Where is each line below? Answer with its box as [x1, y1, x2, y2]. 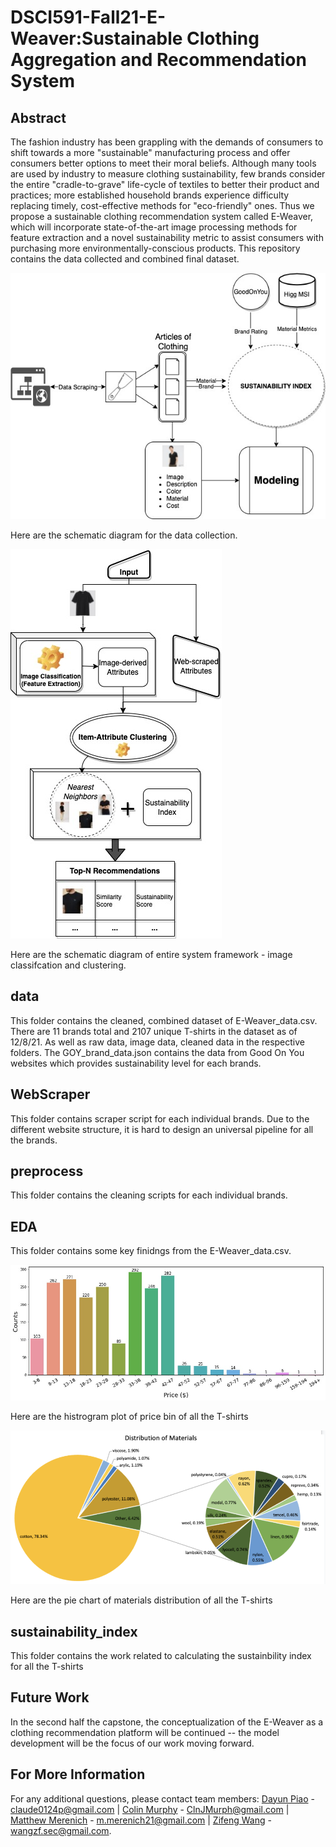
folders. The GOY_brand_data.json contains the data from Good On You [10, 1046, 305, 1058]
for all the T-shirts [10, 1661, 84, 1673]
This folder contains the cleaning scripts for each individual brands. [10, 1189, 288, 1201]
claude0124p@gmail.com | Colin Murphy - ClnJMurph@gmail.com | [10, 1803, 290, 1815]
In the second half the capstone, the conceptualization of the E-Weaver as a [10, 1716, 324, 1728]
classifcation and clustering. [10, 959, 127, 971]
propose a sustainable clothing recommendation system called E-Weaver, [10, 211, 314, 222]
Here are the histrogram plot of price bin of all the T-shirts [10, 1410, 249, 1422]
